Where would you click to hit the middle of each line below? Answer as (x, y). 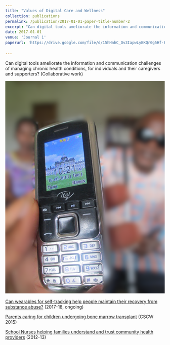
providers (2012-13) (26, 337)
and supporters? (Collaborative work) (44, 74)
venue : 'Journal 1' (26, 37)
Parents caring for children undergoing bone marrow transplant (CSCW (79, 317)
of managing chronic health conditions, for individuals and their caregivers (83, 68)
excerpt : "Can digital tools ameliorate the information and (71, 27)
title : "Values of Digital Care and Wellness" (55, 11)
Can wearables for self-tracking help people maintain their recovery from (81, 301)
